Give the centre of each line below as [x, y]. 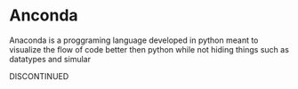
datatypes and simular [50, 59]
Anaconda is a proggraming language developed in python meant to [134, 40]
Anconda [44, 16]
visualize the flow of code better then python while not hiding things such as [149, 49]
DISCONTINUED [39, 76]
